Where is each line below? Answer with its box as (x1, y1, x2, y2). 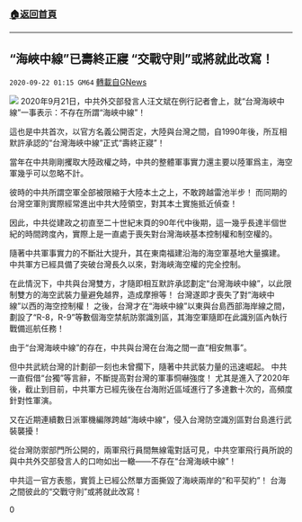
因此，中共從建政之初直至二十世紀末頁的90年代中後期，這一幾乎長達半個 (9, 218, 280, 229)
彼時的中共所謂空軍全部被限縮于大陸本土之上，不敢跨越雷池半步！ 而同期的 (9, 187, 288, 198)
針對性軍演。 (9, 395, 57, 406)
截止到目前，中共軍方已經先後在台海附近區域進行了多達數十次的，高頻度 (24, 384, 293, 395)
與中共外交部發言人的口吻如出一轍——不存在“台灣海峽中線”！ (9, 456, 237, 467)
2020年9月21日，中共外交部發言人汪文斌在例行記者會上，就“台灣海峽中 (20, 96, 285, 107)
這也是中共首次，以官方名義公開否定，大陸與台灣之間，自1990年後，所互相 (9, 126, 288, 137)
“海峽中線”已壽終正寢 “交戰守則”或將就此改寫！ (9, 51, 274, 67)
